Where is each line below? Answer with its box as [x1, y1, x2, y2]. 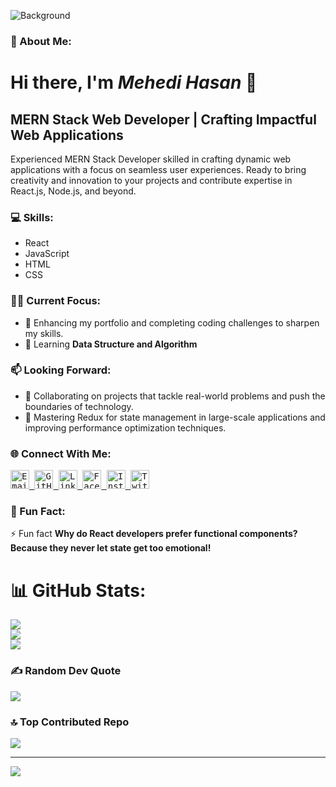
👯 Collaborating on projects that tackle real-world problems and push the [24, 390, 326, 402]
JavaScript [24, 248, 70, 260]
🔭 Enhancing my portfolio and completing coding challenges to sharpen [24, 316, 320, 329]
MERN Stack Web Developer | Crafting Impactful [10, 111, 317, 128]
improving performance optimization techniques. [24, 421, 227, 434]
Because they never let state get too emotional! [10, 542, 212, 554]
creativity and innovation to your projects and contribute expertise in [10, 174, 293, 186]
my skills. [24, 327, 64, 339]
